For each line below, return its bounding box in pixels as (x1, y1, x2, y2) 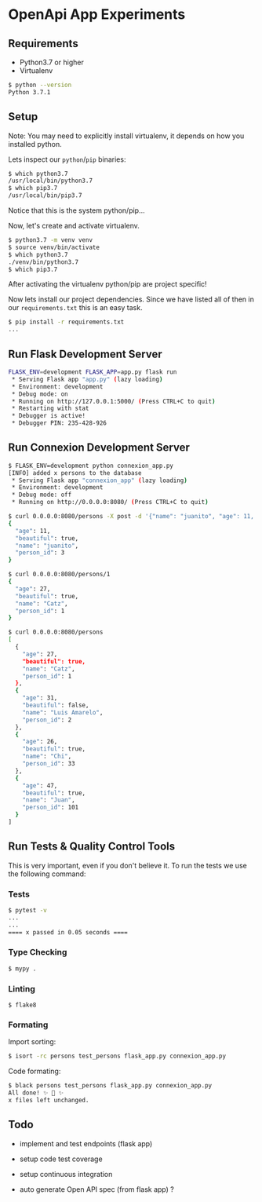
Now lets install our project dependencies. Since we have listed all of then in (8, 294, 255, 304)
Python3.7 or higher (19, 57, 84, 67)
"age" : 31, (22, 694, 58, 702)
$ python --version (8, 81, 72, 89)
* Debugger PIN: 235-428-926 (11, 419, 107, 427)
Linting (8, 983, 35, 994)
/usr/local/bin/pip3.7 (8, 192, 82, 199)
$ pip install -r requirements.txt (8, 318, 125, 327)
